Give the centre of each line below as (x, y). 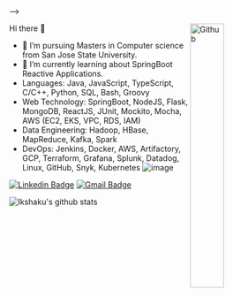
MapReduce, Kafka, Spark (69, 139)
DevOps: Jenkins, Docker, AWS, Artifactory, (101, 148)
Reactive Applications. (63, 73)
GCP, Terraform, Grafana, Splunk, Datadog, (101, 158)
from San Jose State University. (79, 55)
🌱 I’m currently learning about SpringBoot (98, 64)
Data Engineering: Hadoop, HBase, (85, 130)
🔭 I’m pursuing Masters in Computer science (102, 46)
